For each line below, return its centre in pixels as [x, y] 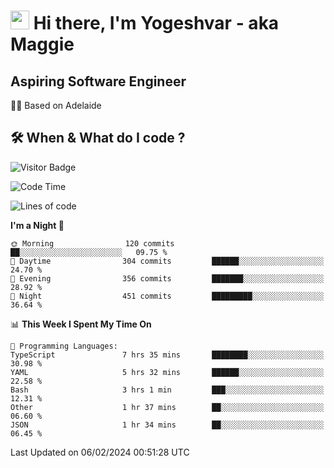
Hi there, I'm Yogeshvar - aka [156, 23]
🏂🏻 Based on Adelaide [56, 105]
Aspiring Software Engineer [98, 81]
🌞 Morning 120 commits [92, 243]
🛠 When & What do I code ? [98, 138]
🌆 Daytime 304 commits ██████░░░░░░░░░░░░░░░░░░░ [167, 261]
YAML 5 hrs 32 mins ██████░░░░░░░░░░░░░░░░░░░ [167, 372]
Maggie [42, 44]
